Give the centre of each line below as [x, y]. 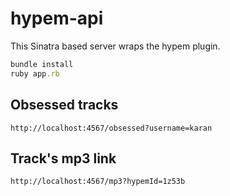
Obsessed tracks [64, 105]
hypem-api [57, 18]
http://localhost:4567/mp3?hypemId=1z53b [98, 182]
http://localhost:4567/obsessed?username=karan [111, 128]
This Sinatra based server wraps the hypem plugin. [115, 46]
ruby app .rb [35, 73]
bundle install [42, 64]
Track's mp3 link [63, 158]
